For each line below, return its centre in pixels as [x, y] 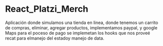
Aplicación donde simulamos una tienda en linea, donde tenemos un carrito [82, 23]
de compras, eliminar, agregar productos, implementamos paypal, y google [81, 27]
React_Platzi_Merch [47, 9]
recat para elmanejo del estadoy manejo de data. [55, 38]
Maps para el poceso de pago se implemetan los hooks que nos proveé [78, 33]
